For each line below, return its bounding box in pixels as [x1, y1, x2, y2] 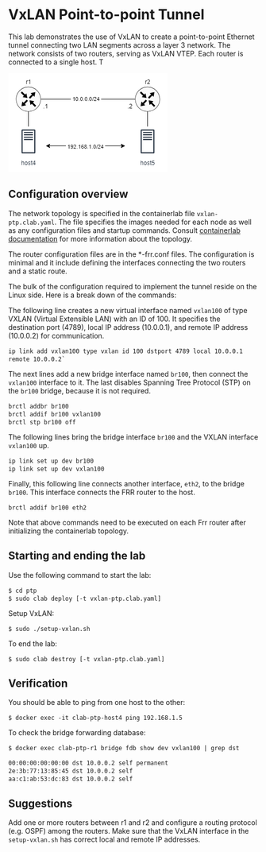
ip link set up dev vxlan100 [8, 465, 105, 473]
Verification [8, 676, 68, 690]
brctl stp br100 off [8, 418, 77, 426]
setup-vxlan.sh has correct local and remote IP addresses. [8, 835, 201, 844]
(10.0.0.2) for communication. [8, 331, 105, 340]
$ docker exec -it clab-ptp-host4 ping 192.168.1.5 [8, 714, 183, 722]
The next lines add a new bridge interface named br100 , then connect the [8, 369, 249, 378]
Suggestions [8, 796, 73, 810]
